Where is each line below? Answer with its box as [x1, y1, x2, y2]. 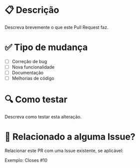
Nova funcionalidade [11, 64, 55, 70]
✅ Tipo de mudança [4, 42, 88, 53]
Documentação [11, 70, 44, 76]
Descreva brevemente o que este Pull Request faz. [4, 24, 109, 30]
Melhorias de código [11, 76, 54, 82]
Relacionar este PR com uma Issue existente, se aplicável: [4, 148, 124, 154]
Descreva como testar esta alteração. [4, 114, 82, 120]
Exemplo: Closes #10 [4, 158, 48, 163]
